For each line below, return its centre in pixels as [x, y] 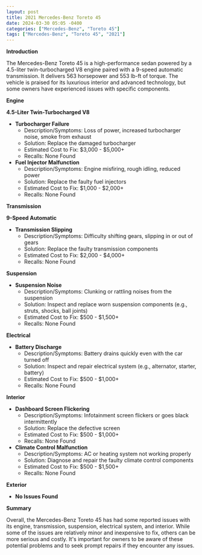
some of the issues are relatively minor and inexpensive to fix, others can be [101, 533]
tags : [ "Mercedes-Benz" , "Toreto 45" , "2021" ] [66, 34]
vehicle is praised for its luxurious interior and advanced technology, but [96, 83]
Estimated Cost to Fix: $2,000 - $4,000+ [74, 255]
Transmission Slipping [43, 229]
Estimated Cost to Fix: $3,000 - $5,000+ [74, 150]
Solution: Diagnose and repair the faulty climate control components [109, 460]
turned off [36, 360]
